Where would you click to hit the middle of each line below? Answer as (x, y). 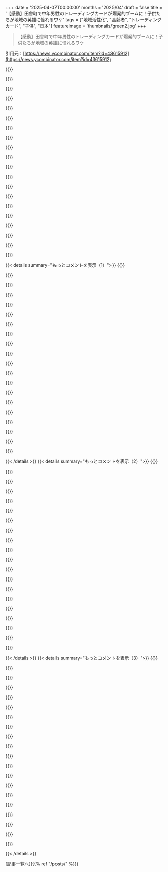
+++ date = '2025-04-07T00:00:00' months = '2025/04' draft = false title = (84, 7)
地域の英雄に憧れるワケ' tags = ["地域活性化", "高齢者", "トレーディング (88, 19)
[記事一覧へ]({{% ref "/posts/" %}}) (42, 864)
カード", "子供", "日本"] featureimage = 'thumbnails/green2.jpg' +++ (76, 26)
